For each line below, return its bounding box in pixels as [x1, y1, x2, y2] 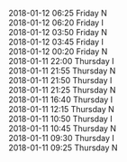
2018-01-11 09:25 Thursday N [8, 142, 118, 153]
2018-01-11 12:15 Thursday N [8, 104, 114, 114]
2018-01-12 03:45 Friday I [8, 36, 104, 47]
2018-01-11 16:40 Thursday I [8, 94, 113, 105]
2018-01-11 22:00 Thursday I [8, 56, 114, 66]
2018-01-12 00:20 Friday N [8, 46, 108, 57]
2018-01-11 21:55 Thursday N [8, 65, 116, 76]
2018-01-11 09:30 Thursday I [8, 133, 114, 143]
